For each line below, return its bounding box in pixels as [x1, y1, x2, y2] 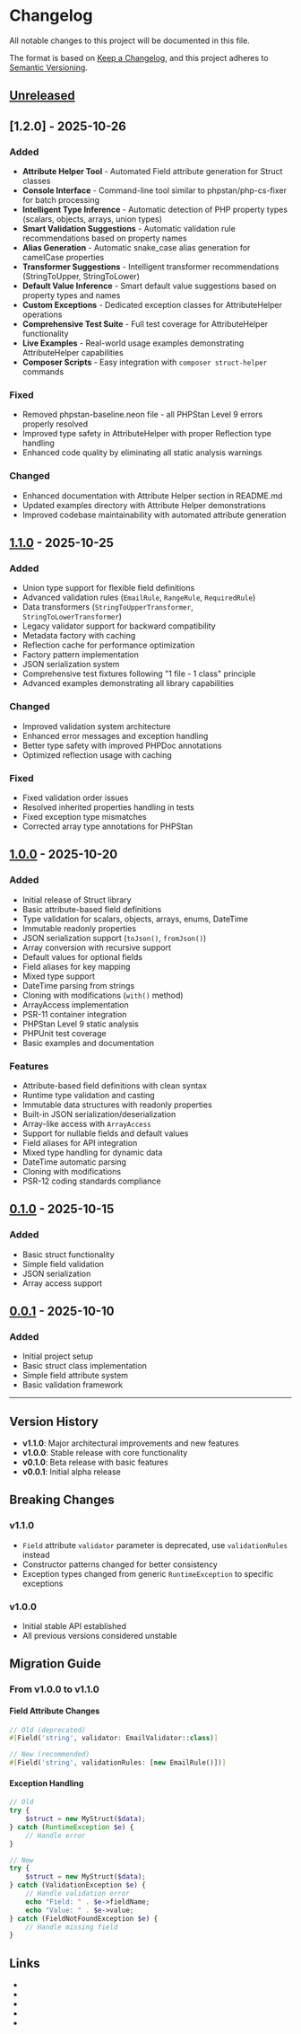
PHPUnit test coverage [21, 1027, 107, 1038]
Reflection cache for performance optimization [21, 639, 195, 651]
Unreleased [9, 88, 76, 103]
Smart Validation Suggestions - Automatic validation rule [21, 224, 236, 234]
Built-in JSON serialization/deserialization [21, 1108, 176, 1119]
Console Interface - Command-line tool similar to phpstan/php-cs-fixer [21, 185, 287, 196]
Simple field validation [21, 1258, 105, 1269]
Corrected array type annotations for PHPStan [21, 821, 193, 832]
